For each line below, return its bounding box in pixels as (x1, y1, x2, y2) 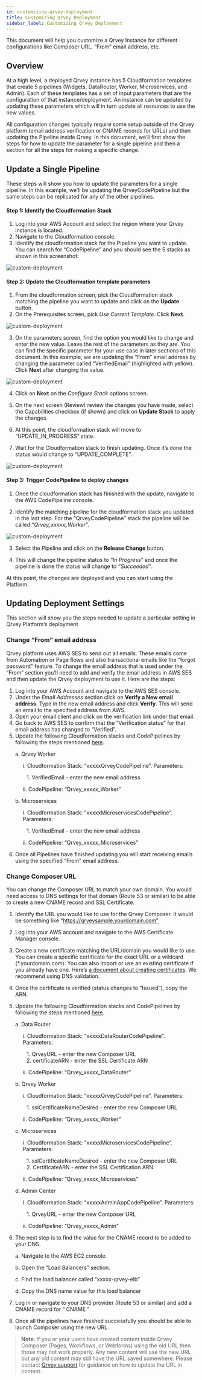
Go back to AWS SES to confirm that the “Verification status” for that (14, 719, 186, 727)
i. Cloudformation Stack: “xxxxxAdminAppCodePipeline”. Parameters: (22, 1199, 195, 1206)
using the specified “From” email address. (14, 857, 119, 864)
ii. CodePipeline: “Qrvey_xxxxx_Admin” (22, 1223, 119, 1230)
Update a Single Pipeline (6, 164, 100, 174)
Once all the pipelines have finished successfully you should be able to (14, 1318, 192, 1325)
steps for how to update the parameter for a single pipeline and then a (6, 140, 180, 147)
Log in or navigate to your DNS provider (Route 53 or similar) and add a (14, 1299, 192, 1307)
